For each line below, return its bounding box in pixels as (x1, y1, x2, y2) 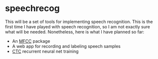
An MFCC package (12, 38, 50, 44)
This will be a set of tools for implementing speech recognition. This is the (5, 19, 153, 24)
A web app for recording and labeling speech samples (12, 43, 121, 49)
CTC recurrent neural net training (12, 48, 79, 54)
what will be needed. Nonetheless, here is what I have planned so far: (5, 29, 144, 35)
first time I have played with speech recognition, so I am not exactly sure (5, 24, 150, 29)
